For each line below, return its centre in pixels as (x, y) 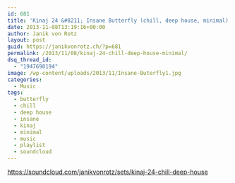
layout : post (26, 40)
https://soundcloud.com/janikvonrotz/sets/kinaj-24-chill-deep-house (108, 172)
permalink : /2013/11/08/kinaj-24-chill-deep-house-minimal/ (98, 54)
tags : (15, 93)
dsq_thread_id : (30, 60)
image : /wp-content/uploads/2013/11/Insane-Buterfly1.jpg (94, 73)
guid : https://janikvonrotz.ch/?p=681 (64, 47)
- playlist (30, 146)
